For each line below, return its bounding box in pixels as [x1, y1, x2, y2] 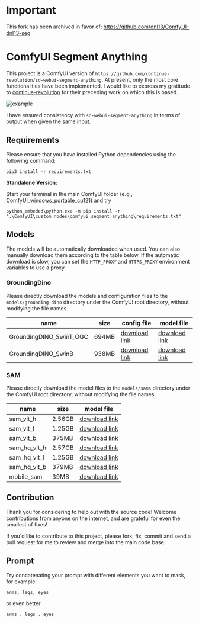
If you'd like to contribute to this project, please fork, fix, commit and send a [6, 532, 191, 539]
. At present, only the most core [101, 76, 179, 83]
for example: [6, 578, 37, 585]
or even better [6, 599, 41, 607]
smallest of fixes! [6, 521, 48, 528]
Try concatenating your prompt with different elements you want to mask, [6, 571, 186, 579]
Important [6, 4, 56, 17]
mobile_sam [9, 473, 43, 481]
